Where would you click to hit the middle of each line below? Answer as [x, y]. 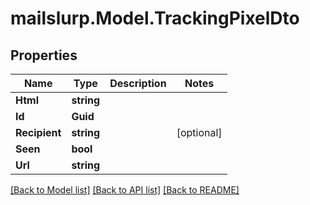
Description [138, 83]
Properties [44, 55]
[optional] [199, 132]
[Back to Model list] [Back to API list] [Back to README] [125, 190]
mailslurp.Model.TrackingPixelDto [155, 18]
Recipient [38, 132]
